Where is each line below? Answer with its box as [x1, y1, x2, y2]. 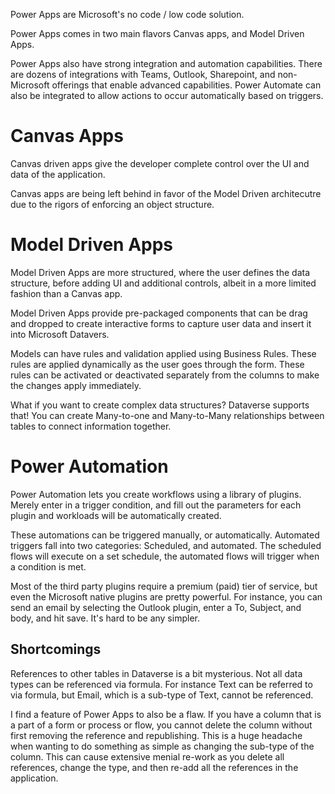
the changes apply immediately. [10, 379, 142, 391]
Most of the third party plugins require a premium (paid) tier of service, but [10, 580, 318, 592]
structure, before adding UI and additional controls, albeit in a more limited [10, 277, 317, 289]
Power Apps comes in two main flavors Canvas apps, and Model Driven [10, 28, 305, 39]
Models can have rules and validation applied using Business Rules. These [10, 347, 317, 359]
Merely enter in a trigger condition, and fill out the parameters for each [10, 499, 302, 511]
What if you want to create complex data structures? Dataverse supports [10, 399, 310, 411]
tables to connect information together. [10, 420, 172, 432]
